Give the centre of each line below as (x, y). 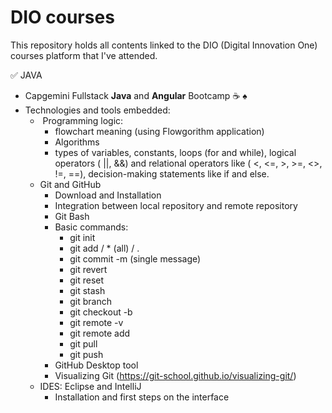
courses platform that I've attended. (84, 55)
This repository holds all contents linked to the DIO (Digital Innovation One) (164, 45)
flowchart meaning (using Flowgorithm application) (159, 131)
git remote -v (96, 322)
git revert (88, 269)
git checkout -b (101, 312)
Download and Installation (108, 195)
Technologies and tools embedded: (97, 110)
